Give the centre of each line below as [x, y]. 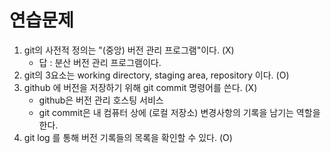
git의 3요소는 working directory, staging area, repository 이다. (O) [156, 75]
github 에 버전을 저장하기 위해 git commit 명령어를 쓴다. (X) [140, 87]
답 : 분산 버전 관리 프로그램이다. [100, 62]
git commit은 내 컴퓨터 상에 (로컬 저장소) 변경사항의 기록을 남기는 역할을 [179, 112]
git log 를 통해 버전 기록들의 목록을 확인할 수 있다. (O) [128, 137]
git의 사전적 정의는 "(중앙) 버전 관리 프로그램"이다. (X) [129, 50]
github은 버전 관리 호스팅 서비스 [101, 100]
